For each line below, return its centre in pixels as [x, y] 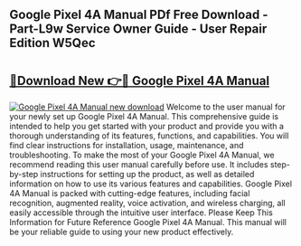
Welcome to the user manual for [226, 107]
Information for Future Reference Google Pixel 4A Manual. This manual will [148, 222]
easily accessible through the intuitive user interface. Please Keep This [141, 213]
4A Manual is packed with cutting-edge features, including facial [130, 193]
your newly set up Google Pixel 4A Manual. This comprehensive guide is [144, 116]
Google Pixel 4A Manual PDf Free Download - [139, 15]
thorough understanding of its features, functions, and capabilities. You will [149, 136]
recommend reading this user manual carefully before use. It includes [139, 165]
